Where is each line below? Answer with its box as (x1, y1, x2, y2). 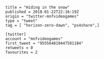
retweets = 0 (5, 45, 33, 50)
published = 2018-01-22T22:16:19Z (5, 9, 79, 14)
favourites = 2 (5, 50, 38, 55)
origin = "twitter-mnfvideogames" (5, 14, 79, 19)
